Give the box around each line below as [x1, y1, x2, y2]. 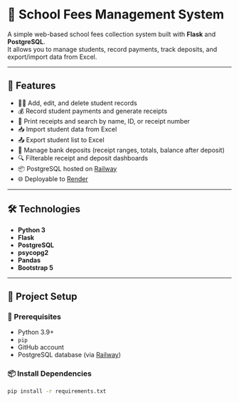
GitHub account [17, 343, 64, 352]
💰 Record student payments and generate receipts [17, 107, 168, 115]
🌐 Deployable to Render [17, 174, 89, 183]
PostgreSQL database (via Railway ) [17, 351, 122, 359]
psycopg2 [17, 248, 48, 256]
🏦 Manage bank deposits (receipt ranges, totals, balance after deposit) [17, 146, 225, 154]
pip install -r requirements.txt [7, 387, 107, 395]
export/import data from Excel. [7, 53, 97, 61]
